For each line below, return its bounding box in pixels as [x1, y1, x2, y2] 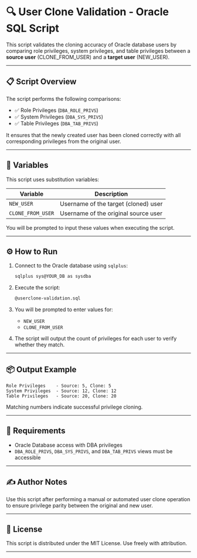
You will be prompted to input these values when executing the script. [6, 224, 175, 231]
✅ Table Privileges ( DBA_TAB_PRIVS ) [14, 120, 98, 127]
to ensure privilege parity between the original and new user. [6, 502, 154, 509]
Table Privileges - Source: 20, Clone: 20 [6, 393, 117, 399]
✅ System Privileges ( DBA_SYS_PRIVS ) [14, 113, 104, 120]
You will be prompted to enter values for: [14, 306, 113, 313]
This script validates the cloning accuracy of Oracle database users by [6, 41, 177, 48]
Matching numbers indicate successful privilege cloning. [6, 403, 143, 410]
